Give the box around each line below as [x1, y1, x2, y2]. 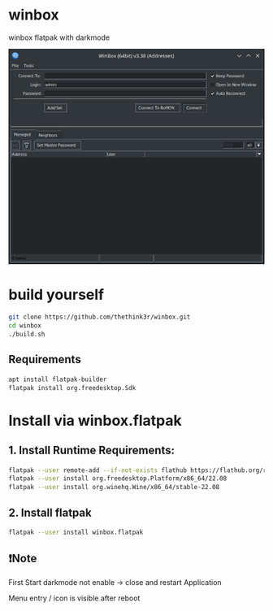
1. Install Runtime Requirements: [8, 444, 175, 457]
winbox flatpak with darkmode [8, 32, 110, 42]
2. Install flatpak [8, 505, 92, 519]
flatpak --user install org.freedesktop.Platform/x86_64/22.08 [8, 474, 227, 483]
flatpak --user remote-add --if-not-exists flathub [8, 466, 187, 474]
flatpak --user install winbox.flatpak [8, 528, 144, 536]
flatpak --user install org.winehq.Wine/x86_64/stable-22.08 [8, 483, 220, 492]
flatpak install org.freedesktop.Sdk [8, 383, 136, 392]
